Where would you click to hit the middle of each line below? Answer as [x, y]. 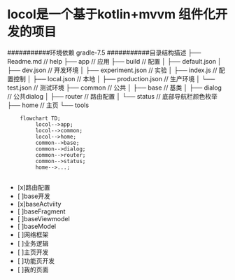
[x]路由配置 [34, 187]
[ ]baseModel [37, 226]
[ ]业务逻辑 [33, 243]
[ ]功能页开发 [36, 260]
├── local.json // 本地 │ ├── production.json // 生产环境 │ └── [124, 78]
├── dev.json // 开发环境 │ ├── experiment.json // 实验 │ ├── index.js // [112, 70]
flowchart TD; [40, 118]
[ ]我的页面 [33, 269]
